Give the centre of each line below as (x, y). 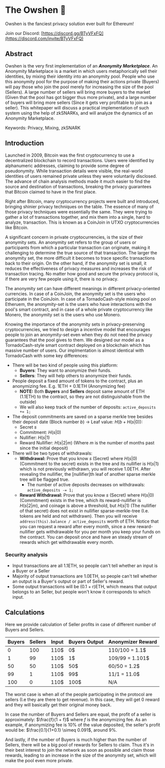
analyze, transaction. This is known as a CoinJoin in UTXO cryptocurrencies (82, 222)
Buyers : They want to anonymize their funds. (66, 370)
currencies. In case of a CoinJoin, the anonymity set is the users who (75, 294)
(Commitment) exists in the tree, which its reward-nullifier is (80, 500)
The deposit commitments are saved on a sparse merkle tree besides (82, 416)
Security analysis (26, 555)
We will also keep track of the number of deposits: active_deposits (88, 407)
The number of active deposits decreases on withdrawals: (86, 484)
